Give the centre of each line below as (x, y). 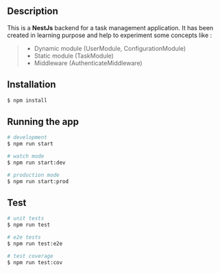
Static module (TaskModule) (74, 56)
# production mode (33, 175)
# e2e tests (24, 237)
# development (27, 138)
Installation (32, 85)
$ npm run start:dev (37, 163)
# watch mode (26, 156)
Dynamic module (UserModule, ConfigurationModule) (110, 48)
